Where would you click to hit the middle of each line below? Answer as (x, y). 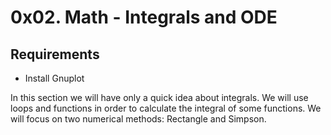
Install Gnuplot (54, 78)
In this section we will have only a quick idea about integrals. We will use (159, 97)
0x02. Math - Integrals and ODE (144, 17)
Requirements (55, 54)
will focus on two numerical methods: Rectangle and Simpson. (138, 119)
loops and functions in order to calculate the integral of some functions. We (166, 108)
